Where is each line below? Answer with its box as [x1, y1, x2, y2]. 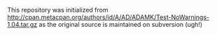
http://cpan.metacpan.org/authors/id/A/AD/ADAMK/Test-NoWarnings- [7, 13, 210, 21]
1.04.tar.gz [7, 21, 38, 28]
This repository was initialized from [7, 6, 108, 14]
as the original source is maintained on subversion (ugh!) [38, 21, 203, 28]
